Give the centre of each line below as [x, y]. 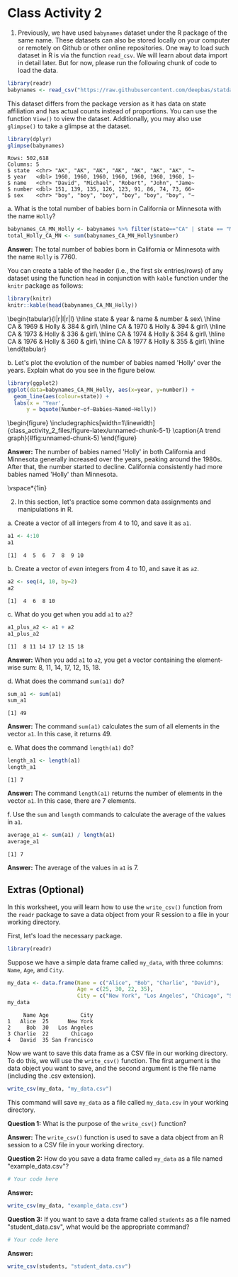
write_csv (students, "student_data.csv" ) [69, 1266]
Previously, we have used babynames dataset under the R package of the [123, 33]
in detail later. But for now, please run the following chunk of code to [117, 62]
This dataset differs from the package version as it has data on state [107, 103]
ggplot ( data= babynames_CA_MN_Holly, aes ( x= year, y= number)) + [101, 390]
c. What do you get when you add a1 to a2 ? [70, 614]
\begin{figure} [28, 423]
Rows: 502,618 [28, 158]
